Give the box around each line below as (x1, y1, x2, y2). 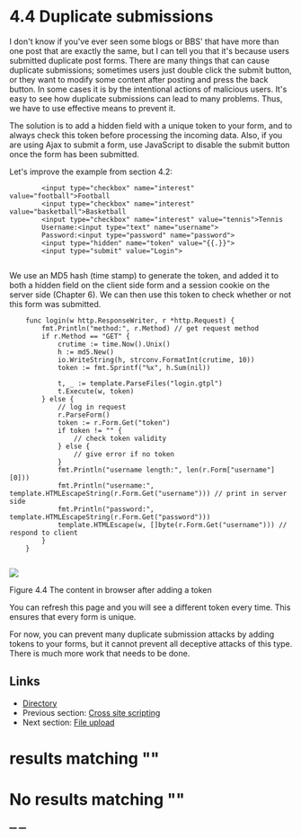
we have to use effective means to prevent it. (9, 102, 176, 113)
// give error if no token (73, 449, 175, 459)
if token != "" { (57, 426, 123, 435)
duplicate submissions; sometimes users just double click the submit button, (9, 65, 292, 75)
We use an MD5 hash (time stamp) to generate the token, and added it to (9, 269, 279, 280)
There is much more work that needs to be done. (9, 648, 190, 658)
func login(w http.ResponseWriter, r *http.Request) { (25, 316, 235, 325)
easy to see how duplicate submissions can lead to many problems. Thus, (9, 93, 283, 104)
